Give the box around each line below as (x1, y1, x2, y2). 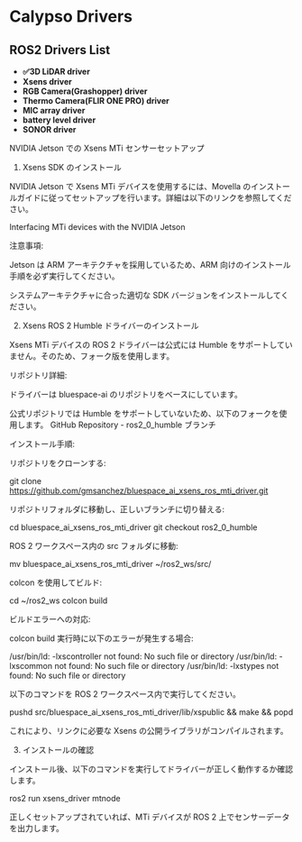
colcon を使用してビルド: (9, 577, 102, 588)
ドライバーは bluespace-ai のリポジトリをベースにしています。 (9, 389, 243, 399)
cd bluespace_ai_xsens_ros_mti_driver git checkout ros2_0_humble (9, 522, 258, 533)
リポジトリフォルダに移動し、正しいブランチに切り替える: (9, 504, 225, 515)
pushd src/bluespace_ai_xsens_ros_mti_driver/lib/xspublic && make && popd (9, 707, 294, 718)
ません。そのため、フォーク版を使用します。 (9, 351, 175, 362)
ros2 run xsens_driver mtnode (9, 793, 121, 803)
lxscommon (9, 661, 53, 671)
